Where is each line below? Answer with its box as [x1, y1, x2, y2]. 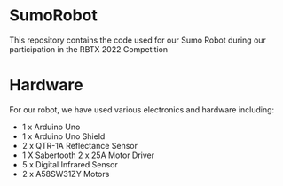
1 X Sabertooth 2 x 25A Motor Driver [21, 150, 155, 160]
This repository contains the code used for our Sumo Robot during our [9, 35, 266, 45]
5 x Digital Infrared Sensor [21, 159, 118, 169]
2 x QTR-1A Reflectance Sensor [21, 140, 138, 151]
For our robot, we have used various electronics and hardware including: [9, 104, 275, 115]
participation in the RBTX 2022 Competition [9, 43, 169, 54]
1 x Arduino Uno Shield [21, 130, 106, 142]
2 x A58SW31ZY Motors [21, 168, 110, 179]
